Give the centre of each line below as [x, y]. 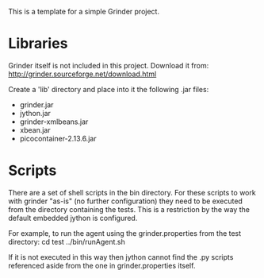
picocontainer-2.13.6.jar [58, 138]
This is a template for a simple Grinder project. [84, 12]
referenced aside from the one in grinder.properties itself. [102, 265]
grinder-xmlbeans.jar [54, 122]
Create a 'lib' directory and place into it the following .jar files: [109, 89]
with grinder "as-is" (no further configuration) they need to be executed [126, 201]
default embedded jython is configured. [73, 218]
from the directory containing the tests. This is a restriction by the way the [129, 209]
